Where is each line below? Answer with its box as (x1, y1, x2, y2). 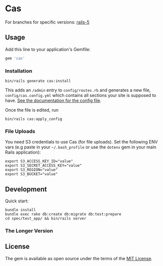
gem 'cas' (5, 56, 25, 61)
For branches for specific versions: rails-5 (5, 19, 90, 25)
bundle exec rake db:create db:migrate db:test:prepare (5, 212, 121, 217)
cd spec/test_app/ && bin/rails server (5, 216, 87, 221)
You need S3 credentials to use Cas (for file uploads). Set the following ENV (5, 139, 158, 145)
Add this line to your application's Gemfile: (5, 46, 91, 52)
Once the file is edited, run (5, 107, 59, 113)
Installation (5, 67, 33, 74)
